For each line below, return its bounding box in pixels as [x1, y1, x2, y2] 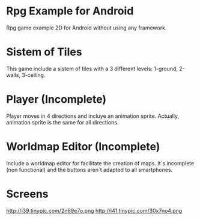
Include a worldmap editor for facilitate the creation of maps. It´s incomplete [6, 159, 195, 167]
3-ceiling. [22, 71, 46, 79]
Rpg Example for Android [6, 4, 134, 18]
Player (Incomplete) [6, 93, 107, 106]
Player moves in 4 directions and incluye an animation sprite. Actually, [6, 112, 179, 120]
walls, [6, 71, 21, 79]
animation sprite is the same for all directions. [6, 118, 119, 126]
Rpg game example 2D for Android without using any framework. [6, 24, 167, 31]
